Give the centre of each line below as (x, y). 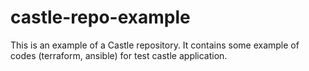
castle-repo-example (100, 17)
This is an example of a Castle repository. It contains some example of (155, 45)
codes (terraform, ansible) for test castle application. (119, 55)
